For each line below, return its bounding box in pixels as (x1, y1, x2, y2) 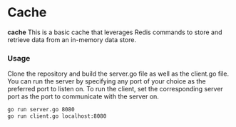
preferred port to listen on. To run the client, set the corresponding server (7, 85, 223, 93)
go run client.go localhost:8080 (7, 113, 107, 120)
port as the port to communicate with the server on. (7, 92, 159, 101)
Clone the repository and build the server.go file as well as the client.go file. (7, 69, 230, 78)
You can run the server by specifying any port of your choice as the (7, 77, 206, 86)
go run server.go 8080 (7, 106, 75, 113)
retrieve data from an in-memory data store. (7, 35, 137, 44)
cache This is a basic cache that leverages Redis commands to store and (7, 28, 222, 36)
